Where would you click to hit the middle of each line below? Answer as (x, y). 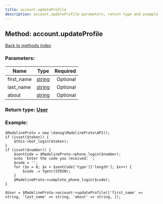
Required (65, 71)
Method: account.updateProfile (54, 34)
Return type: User (27, 109)
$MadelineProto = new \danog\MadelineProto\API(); (58, 133)
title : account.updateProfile (36, 10)
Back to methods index (28, 46)
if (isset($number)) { (28, 150)
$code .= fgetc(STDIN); (47, 171)
